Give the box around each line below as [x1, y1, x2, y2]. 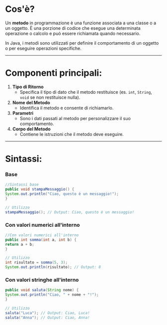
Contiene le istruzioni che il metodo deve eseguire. [19, 131, 124, 137]
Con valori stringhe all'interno [5, 276, 79, 283]
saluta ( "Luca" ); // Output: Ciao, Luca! [5, 310, 90, 316]
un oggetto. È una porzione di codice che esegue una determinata [5, 25, 141, 31]
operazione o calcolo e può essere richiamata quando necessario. [5, 30, 141, 36]
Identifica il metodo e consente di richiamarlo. [19, 105, 114, 111]
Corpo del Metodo [12, 126, 51, 132]
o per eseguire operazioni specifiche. [5, 45, 82, 51]
